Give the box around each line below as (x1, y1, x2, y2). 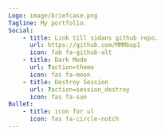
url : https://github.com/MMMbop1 (29, 41, 141, 49)
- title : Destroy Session (22, 78, 109, 86)
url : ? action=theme (29, 64, 94, 71)
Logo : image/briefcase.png (8, 11, 98, 20)
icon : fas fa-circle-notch (29, 115, 120, 123)
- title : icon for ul (22, 108, 94, 116)
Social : (8, 26, 34, 34)
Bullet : (8, 100, 34, 108)
